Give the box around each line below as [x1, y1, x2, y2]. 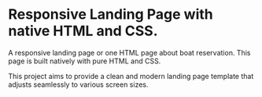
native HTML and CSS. [8, 22, 158, 40]
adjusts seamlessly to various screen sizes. [8, 80, 149, 89]
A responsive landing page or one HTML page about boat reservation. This [8, 48, 251, 57]
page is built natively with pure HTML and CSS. [8, 56, 161, 66]
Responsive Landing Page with [8, 5, 214, 23]
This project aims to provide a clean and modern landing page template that [8, 71, 254, 81]
